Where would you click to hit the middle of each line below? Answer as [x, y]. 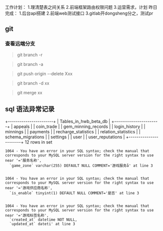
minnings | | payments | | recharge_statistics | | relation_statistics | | [73, 131]
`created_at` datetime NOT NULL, [43, 220]
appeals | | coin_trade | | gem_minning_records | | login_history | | [80, 126]
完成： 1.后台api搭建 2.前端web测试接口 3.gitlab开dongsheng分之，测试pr [79, 13]
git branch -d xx [33, 83]
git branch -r [30, 55]
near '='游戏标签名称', [27, 215]
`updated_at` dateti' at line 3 [42, 224]
